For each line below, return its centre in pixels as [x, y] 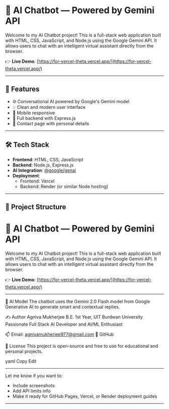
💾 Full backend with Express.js [44, 118]
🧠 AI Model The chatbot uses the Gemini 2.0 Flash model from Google [78, 301]
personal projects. [24, 351]
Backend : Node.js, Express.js [43, 165]
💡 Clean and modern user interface [49, 107]
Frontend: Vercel [37, 181]
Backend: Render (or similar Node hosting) [64, 186]
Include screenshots [34, 385]
